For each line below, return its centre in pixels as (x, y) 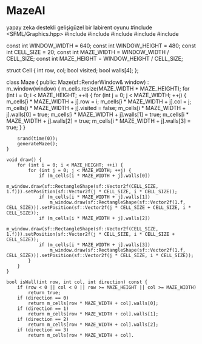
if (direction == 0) (43, 298)
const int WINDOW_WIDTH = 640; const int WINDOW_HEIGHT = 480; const (101, 46)
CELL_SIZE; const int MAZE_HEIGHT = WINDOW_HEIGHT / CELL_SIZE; (95, 58)
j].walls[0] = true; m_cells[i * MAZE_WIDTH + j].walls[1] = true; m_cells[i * (98, 114)
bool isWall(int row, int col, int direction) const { (77, 282)
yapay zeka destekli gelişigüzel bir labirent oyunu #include (79, 27)
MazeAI (26, 11)
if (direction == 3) (43, 330)
